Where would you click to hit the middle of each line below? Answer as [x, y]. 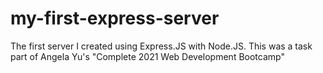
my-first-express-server [115, 18]
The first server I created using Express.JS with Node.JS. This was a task [161, 46]
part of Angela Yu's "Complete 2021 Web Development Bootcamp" [147, 56]
